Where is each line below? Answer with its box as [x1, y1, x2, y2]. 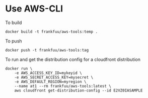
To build [5, 19, 22, 25]
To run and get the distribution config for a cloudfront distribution [5, 56, 141, 62]
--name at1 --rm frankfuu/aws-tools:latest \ [14, 83, 112, 88]
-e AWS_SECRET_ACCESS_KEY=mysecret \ [14, 74, 94, 80]
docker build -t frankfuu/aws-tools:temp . [5, 29, 98, 34]
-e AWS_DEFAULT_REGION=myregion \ [14, 79, 87, 84]
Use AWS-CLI [5, 3, 63, 14]
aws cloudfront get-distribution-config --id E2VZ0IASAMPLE [14, 88, 143, 93]
